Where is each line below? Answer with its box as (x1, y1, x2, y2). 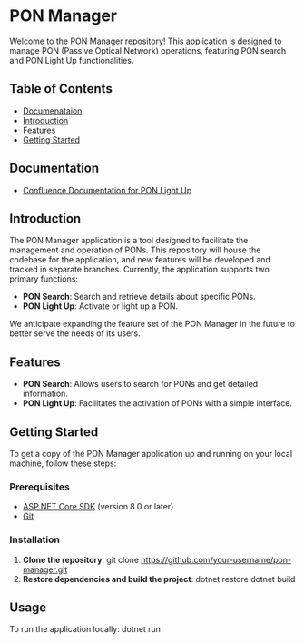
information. (22, 388, 68, 400)
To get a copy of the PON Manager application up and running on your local (9, 449, 293, 459)
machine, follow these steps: (9, 458, 117, 469)
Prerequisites (9, 480, 70, 493)
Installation (9, 533, 61, 546)
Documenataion (22, 105, 83, 116)
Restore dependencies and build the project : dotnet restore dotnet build (22, 573, 296, 584)
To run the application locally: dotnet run (9, 624, 162, 635)
